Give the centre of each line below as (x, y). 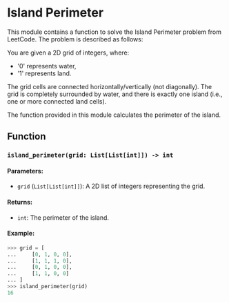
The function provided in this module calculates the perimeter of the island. (114, 115)
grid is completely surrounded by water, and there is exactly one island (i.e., (115, 94)
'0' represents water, (47, 66)
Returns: (20, 202)
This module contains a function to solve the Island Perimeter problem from (114, 32)
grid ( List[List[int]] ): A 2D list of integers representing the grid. (111, 186)
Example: (21, 234)
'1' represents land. (44, 73)
